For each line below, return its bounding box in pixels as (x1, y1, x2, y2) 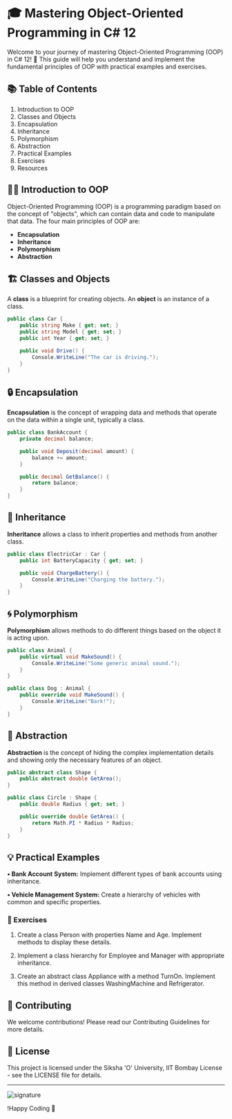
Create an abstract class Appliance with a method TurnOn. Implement (17, 972, 215, 981)
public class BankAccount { (7, 429, 88, 436)
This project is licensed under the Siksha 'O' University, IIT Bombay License (7, 1064, 222, 1072)
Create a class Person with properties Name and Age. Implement (17, 930, 202, 939)
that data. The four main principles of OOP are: (7, 217, 140, 225)
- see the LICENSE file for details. (7, 1071, 102, 1080)
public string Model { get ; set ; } (19, 329, 122, 336)
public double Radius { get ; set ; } (19, 801, 126, 807)
